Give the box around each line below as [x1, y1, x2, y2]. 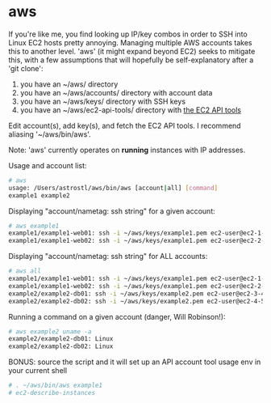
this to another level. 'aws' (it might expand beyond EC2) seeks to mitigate [8, 46, 256, 56]
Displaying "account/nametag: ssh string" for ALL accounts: [8, 252, 208, 261]
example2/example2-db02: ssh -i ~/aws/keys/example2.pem [8, 297, 204, 305]
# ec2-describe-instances [8, 389, 95, 397]
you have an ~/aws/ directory [19, 79, 119, 89]
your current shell [8, 366, 67, 375]
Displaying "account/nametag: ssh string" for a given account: [8, 206, 215, 216]
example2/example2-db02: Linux [8, 342, 114, 350]
